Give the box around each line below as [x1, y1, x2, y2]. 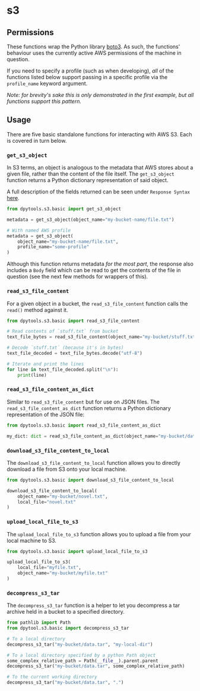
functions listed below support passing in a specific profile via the [7, 74, 168, 80]
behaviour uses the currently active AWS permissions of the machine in [7, 49, 182, 57]
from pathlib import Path [7, 620, 71, 626]
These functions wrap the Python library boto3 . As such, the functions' [7, 43, 180, 50]
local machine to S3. [7, 537, 57, 544]
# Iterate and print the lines [7, 361, 84, 367]
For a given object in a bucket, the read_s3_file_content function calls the [7, 300, 188, 307]
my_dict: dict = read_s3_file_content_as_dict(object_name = [7, 433, 159, 439]
